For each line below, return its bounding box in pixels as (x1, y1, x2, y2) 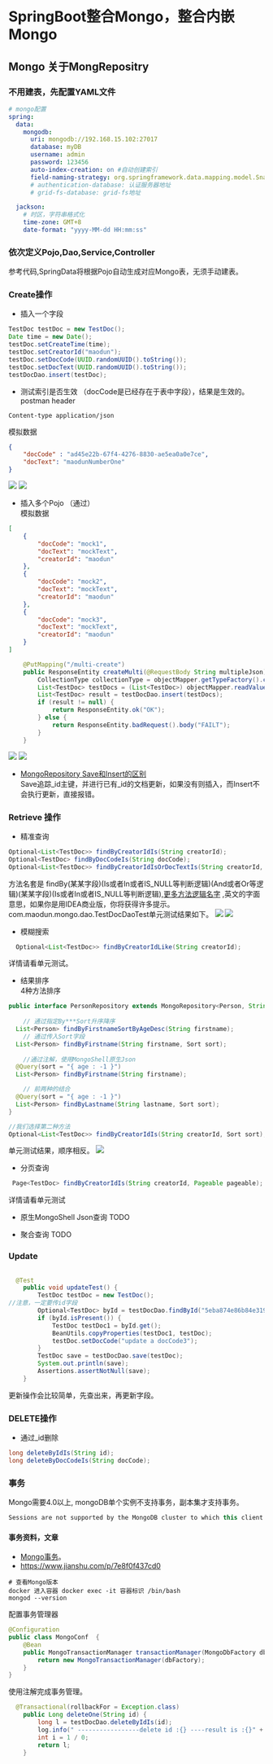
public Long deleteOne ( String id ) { (23, 1711, 148, 1719)
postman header (19, 396, 76, 406)
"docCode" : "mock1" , (37, 539, 107, 548)
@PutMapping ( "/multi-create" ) (23, 660, 126, 669)
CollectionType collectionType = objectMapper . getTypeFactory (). (37, 675, 264, 684)
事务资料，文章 (8, 1532, 58, 1542)
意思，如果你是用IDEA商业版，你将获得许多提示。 (8, 899, 175, 909)
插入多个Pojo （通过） (19, 498, 95, 508)
